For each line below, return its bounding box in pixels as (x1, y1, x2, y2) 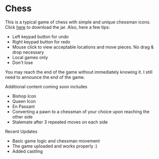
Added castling (12, 148, 43, 154)
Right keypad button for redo (12, 39, 70, 44)
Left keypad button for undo (12, 34, 69, 40)
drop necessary (12, 49, 44, 55)
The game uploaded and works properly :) (12, 143, 98, 149)
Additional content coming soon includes (5, 83, 88, 89)
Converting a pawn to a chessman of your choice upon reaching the (12, 108, 150, 115)
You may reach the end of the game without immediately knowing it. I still (5, 69, 153, 75)
